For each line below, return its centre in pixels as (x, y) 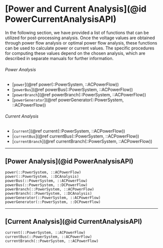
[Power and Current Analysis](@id (76, 9)
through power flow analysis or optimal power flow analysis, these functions (81, 43)
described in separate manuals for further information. (59, 58)
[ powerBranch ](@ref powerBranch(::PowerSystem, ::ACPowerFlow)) (79, 95)
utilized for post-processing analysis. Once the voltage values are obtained (80, 38)
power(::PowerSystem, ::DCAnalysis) (42, 177)
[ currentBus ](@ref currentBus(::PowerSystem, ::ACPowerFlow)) (75, 136)
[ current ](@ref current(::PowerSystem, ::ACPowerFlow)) (68, 131)
